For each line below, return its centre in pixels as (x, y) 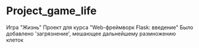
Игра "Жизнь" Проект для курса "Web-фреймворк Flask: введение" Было (100, 27)
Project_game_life (51, 11)
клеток (15, 40)
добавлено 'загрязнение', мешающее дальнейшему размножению (91, 33)
